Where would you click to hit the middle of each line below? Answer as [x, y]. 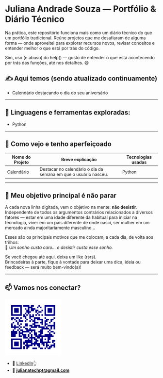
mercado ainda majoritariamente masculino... [50, 228]
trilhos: [12, 242]
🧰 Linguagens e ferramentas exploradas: [68, 113]
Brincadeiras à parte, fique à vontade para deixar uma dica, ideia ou [73, 262]
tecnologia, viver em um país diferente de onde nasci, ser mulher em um [77, 223]
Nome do [21, 157]
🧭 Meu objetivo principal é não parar [61, 196]
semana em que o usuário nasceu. [74, 174]
